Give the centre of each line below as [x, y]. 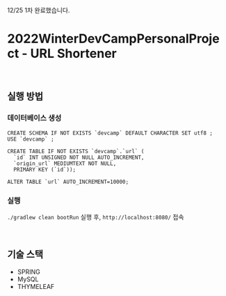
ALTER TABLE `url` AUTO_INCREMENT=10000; [68, 182]
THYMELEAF [36, 286]
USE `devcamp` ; [31, 139]
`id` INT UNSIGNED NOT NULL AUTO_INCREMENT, [79, 157]
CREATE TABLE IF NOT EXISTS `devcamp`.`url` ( [76, 151]
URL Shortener [73, 54]
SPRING [29, 272]
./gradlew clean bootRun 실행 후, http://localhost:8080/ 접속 [96, 217]
